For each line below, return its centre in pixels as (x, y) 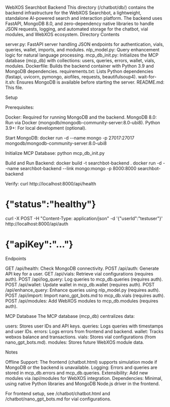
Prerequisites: (20, 107)
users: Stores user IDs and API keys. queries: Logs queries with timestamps (84, 326)
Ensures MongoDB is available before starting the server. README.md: (91, 82)
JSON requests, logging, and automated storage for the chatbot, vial (77, 29)
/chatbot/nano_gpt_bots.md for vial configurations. (58, 399)
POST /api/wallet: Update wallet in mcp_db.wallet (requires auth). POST (80, 284)
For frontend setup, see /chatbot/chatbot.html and (58, 393)
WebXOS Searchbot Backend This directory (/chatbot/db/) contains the (80, 7)
